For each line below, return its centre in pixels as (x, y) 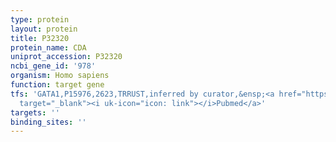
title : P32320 (40, 38)
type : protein (40, 19)
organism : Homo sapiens (60, 76)
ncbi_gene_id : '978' (53, 66)
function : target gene (57, 85)
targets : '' (35, 112)
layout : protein (44, 29)
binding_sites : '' (48, 122)
